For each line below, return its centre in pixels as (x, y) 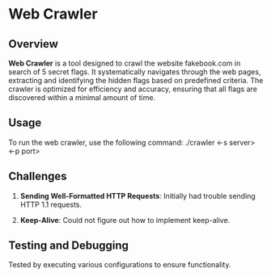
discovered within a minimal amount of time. (82, 97)
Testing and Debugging (69, 246)
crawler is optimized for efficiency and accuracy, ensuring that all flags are (133, 89)
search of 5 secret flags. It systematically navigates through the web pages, (135, 72)
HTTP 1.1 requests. (51, 204)
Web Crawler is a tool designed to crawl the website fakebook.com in (125, 63)
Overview (34, 44)
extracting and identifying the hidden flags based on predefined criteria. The (136, 80)
